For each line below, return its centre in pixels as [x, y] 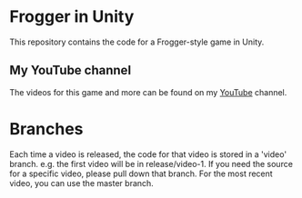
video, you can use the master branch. [82, 183]
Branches [46, 129]
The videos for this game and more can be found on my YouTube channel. [148, 92]
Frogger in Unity [72, 17]
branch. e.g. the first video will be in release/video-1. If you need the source [151, 163]
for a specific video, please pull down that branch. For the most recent [141, 173]
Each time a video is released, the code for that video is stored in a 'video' [148, 154]
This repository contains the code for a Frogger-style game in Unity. [137, 42]
